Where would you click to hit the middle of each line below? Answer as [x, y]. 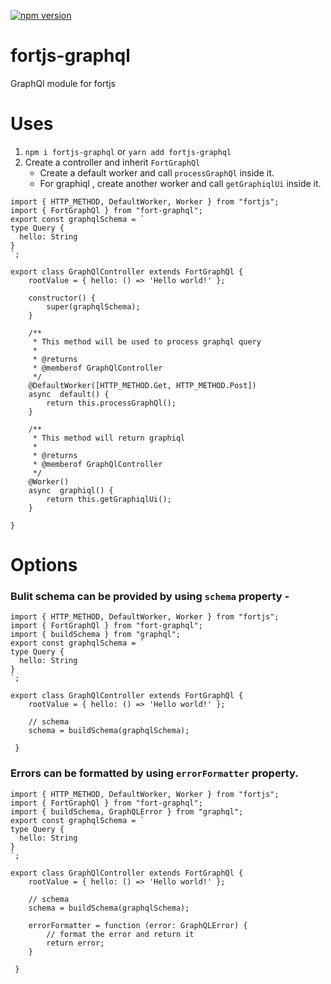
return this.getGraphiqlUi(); [109, 499]
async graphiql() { [71, 490]
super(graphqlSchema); [93, 306]
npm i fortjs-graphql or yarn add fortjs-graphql [128, 151]
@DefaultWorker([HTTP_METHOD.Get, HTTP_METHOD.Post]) [142, 385]
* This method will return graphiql [109, 438]
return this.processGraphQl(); [111, 403]
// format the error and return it [120, 934]
